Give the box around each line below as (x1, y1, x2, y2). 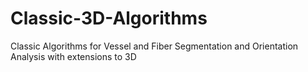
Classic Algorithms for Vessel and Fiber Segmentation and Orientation (10, 40, 299, 52)
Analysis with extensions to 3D (10, 50, 137, 62)
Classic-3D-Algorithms (10, 7, 208, 30)
